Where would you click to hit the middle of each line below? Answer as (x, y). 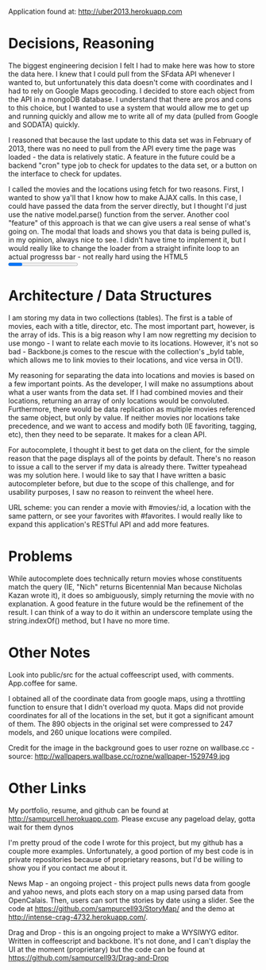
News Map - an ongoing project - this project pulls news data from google (129, 883)
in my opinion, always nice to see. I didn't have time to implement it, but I (127, 240)
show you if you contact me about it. (68, 868)
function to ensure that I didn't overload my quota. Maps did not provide (126, 707)
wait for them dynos (41, 827)
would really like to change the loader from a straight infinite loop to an (124, 248)
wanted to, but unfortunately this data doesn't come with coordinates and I (130, 82)
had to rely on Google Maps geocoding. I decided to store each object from (132, 91)
